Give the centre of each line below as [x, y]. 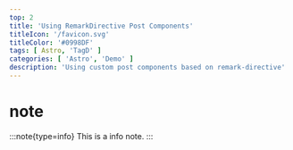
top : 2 [21, 17]
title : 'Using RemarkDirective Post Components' [101, 26]
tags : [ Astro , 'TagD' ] [55, 51]
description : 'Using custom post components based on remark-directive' [147, 68]
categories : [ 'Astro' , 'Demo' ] [71, 59]
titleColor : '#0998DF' [51, 42]
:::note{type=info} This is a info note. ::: [81, 136]
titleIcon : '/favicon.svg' [59, 34]
